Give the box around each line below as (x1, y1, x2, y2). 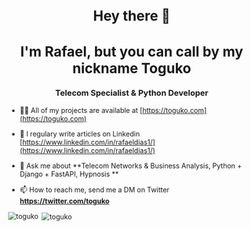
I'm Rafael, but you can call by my (20, 43, 244, 61)
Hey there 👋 (93, 7, 171, 25)
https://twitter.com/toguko (19, 196, 110, 205)
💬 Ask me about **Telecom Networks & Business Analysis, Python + (19, 161, 242, 170)
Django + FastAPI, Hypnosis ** (19, 169, 119, 179)
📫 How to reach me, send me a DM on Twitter (19, 184, 170, 194)
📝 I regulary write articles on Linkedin (19, 129, 140, 138)
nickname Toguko (72, 60, 191, 78)
